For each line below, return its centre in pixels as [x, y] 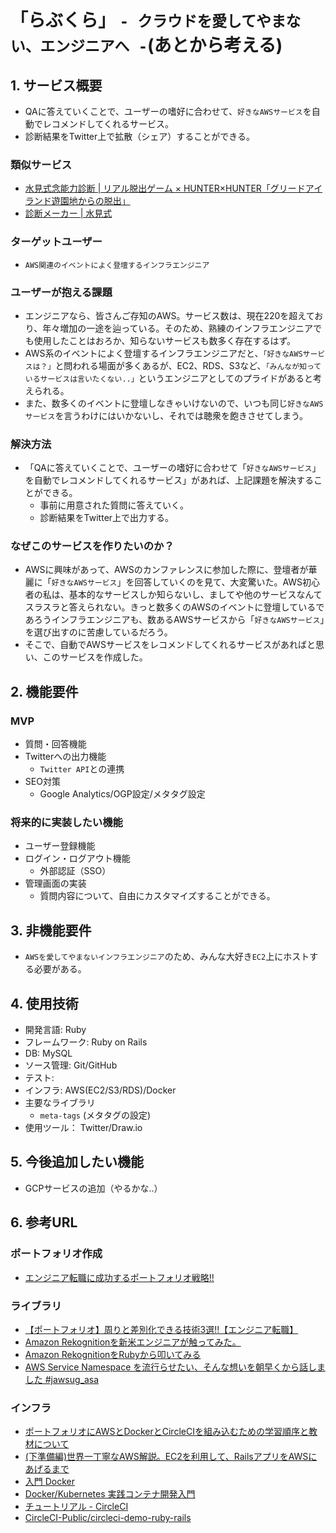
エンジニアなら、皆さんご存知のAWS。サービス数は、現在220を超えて [169, 315]
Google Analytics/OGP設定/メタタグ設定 [122, 794]
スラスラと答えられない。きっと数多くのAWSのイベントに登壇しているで [174, 607]
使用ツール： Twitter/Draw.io [83, 1128]
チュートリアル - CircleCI [76, 1507]
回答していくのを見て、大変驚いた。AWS [218, 582]
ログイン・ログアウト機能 [77, 858]
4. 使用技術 [44, 1003]
